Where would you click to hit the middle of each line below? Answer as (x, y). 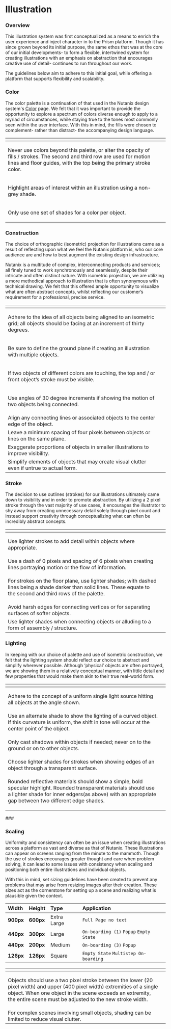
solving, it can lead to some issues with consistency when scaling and (79, 864)
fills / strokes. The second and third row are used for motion (79, 156)
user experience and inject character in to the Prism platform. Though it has (84, 42)
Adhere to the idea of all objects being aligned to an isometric (81, 317)
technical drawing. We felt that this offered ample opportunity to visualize (82, 286)
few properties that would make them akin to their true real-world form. (80, 676)
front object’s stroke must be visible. (51, 380)
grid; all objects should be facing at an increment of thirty (76, 324)
